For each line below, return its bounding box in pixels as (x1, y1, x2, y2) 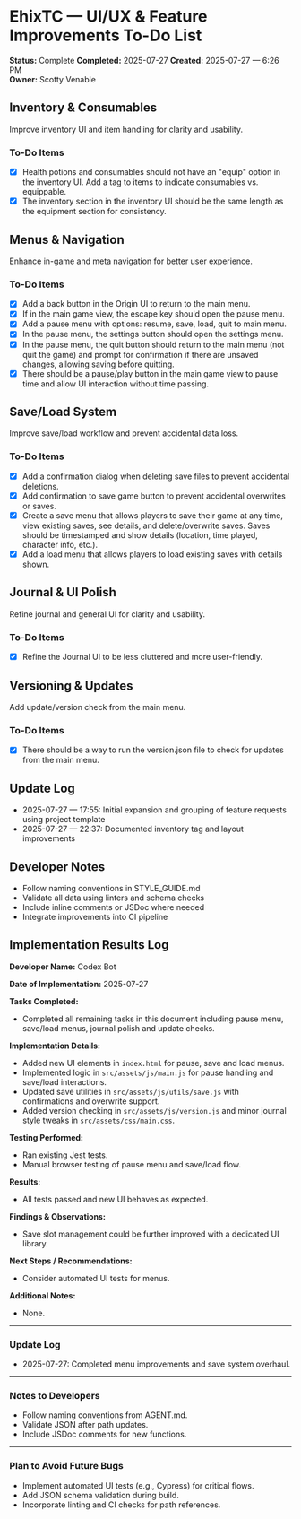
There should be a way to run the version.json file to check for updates (21, 744, 284, 755)
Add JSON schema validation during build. (21, 1489, 179, 1500)
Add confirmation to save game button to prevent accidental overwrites (21, 490, 287, 501)
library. (21, 1237, 49, 1248)
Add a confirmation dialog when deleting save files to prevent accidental (21, 471, 290, 482)
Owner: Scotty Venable (9, 74, 97, 84)
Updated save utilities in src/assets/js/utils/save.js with (21, 1086, 240, 1097)
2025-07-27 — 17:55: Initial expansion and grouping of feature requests (21, 804, 287, 815)
